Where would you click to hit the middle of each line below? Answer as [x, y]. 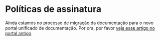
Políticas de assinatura [53, 9]
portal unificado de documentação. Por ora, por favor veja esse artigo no [80, 28]
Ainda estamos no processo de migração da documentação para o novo [79, 23]
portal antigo [18, 33]
